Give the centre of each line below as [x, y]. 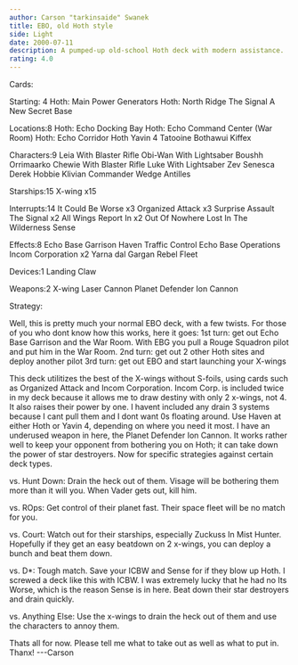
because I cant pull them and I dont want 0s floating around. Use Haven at [145, 416]
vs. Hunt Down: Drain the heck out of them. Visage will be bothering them [144, 481]
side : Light [31, 34]
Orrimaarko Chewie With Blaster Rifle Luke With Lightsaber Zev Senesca [142, 164]
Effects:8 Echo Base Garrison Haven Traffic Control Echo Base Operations [145, 245]
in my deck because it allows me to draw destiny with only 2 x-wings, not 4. [148, 397]
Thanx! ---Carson [41, 653]
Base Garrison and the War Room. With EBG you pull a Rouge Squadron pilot [149, 342]
